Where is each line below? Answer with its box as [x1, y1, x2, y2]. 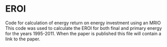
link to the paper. [5, 36, 40, 42]
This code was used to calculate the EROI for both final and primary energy [5, 25, 162, 31]
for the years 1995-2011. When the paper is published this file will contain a [5, 30, 161, 36]
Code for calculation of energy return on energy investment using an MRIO [5, 20, 161, 26]
